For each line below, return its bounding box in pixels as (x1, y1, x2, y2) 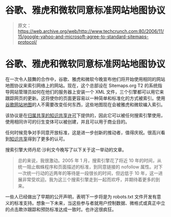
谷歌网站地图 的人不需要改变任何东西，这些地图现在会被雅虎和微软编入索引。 (5, 101, 165, 107)
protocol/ (17, 39, 37, 45)
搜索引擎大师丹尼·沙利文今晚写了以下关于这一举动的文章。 (5, 146, 127, 152)
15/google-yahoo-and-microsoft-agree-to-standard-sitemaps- (17, 34, 149, 40)
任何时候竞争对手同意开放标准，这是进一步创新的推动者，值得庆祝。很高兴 (5, 129, 161, 135)
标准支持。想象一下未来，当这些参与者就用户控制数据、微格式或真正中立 (14, 200, 165, 206)
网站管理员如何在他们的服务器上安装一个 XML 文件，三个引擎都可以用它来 (9, 88, 164, 95)
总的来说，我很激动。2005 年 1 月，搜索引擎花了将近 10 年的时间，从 (17, 157, 162, 163)
